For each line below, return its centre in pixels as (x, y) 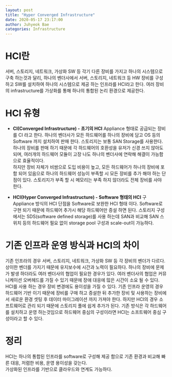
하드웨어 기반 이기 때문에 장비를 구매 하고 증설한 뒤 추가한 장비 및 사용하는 (79, 293)
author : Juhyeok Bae (27, 24)
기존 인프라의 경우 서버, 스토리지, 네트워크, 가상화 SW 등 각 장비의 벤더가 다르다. (85, 260)
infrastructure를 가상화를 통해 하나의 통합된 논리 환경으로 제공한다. (78, 91)
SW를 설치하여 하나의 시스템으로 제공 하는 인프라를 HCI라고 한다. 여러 (85, 84)
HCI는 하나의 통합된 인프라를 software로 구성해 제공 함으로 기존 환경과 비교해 (83, 356)
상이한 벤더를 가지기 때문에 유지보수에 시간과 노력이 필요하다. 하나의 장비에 (80, 267)
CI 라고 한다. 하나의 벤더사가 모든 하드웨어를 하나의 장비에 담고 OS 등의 (89, 135)
